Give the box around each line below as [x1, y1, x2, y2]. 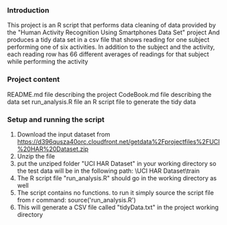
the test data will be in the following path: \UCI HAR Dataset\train [16, 167, 200, 175]
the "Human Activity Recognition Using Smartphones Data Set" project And [7, 28, 220, 36]
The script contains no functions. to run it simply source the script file [16, 188, 214, 197]
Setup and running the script [7, 115, 105, 124]
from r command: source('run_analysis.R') [16, 196, 136, 204]
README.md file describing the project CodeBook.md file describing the [7, 90, 212, 98]
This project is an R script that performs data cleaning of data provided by [7, 21, 216, 29]
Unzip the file [16, 152, 56, 160]
